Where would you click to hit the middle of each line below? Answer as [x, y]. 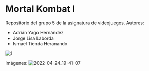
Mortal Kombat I [40, 9]
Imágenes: [16, 63]
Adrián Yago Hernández [38, 32]
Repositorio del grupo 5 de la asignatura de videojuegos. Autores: [75, 23]
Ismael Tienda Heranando [40, 43]
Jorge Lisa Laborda [33, 38]
